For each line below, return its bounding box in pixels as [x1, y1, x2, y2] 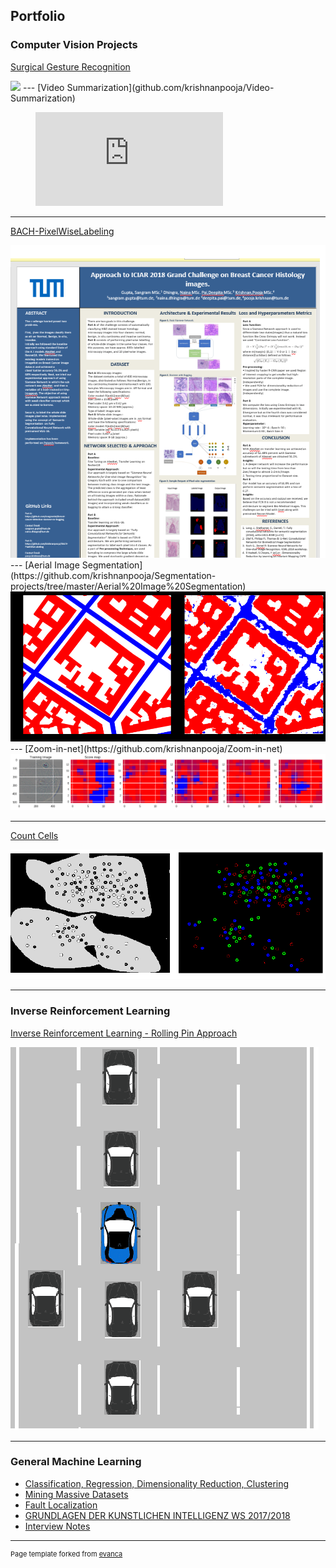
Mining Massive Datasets [24, 1488, 129, 1500]
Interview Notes [24, 1520, 91, 1532]
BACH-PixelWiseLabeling [10, 225, 115, 237]
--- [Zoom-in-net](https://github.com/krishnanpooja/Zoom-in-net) [10, 742, 283, 754]
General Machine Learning [10, 1455, 142, 1469]
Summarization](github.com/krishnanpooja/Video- [66, 81, 275, 93]
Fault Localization [24, 1499, 98, 1511]
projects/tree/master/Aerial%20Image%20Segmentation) [10, 580, 247, 592]
